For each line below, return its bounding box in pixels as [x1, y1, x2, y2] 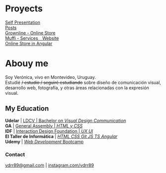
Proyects [5, 3, 43, 14]
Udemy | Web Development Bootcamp [5, 138, 84, 144]
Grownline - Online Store [5, 30, 56, 36]
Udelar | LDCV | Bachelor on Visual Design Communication [5, 117, 126, 123]
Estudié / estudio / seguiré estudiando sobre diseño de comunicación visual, [5, 79, 161, 85]
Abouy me [5, 58, 49, 69]
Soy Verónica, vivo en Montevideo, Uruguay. [5, 74, 96, 80]
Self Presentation [5, 19, 41, 25]
